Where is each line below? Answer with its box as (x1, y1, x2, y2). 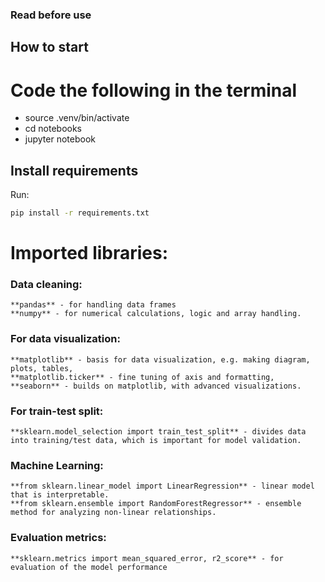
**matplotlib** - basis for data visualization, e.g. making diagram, (10, 354, 311, 365)
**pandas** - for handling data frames (10, 300, 177, 310)
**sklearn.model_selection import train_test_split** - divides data (10, 427, 307, 437)
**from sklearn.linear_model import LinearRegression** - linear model (10, 481, 315, 492)
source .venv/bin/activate (24, 112, 130, 124)
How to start (10, 39, 89, 56)
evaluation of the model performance (10, 562, 168, 572)
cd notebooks (24, 123, 83, 135)
